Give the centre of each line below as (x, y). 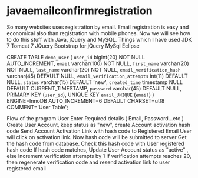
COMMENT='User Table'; (37, 107)
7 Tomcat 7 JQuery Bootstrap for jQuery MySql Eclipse (73, 46)
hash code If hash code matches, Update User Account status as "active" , (98, 150)
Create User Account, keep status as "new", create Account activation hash (99, 125)
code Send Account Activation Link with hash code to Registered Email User (99, 131)
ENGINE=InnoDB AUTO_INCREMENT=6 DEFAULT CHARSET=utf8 (86, 100)
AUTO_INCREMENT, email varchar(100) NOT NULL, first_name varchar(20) (98, 63)
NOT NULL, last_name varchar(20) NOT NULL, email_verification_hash (94, 69)
